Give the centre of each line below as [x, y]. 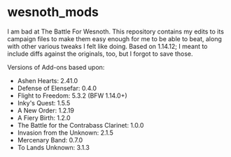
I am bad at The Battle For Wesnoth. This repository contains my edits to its [115, 31]
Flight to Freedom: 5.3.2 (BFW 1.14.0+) [72, 96]
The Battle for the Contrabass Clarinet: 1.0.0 [80, 125]
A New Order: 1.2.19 [46, 110]
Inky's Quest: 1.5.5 [44, 103]
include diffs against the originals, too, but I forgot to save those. [100, 54]
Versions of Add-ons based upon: [56, 67]
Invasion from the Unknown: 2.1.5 [65, 133]
